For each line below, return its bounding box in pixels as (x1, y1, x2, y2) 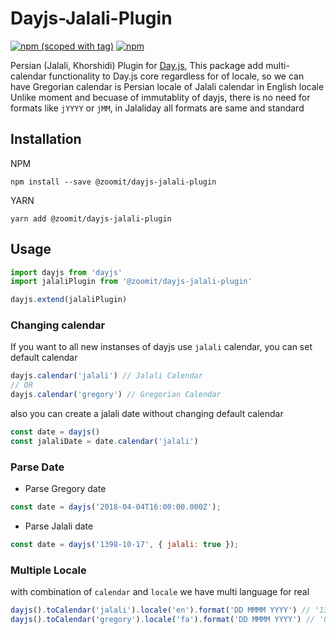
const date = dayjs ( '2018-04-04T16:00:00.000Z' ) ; (10, 502, 222, 512)
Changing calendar (10, 318, 106, 332)
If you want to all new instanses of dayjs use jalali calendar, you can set (10, 341, 313, 353)
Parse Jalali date (24, 520, 94, 532)
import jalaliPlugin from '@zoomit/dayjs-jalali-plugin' (10, 277, 253, 287)
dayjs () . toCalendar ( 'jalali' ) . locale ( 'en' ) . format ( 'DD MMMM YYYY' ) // (10, 605, 311, 616)
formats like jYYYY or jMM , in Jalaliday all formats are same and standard (10, 102, 305, 114)
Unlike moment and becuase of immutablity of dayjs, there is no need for (10, 91, 311, 103)
